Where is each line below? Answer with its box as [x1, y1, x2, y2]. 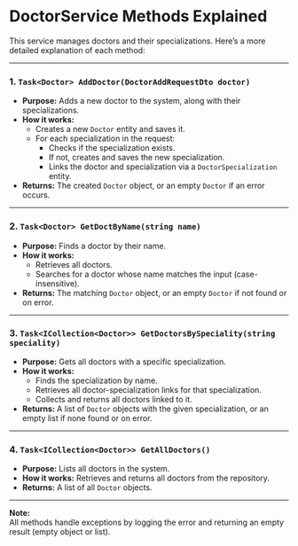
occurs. [21, 190, 51, 200]
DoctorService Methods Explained [9, 6, 268, 27]
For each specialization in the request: [35, 133, 176, 144]
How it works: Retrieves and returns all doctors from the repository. [21, 472, 271, 484]
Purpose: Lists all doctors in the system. [21, 464, 170, 474]
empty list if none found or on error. [21, 412, 153, 423]
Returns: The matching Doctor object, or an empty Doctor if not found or [21, 287, 287, 298]
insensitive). [35, 277, 80, 289]
